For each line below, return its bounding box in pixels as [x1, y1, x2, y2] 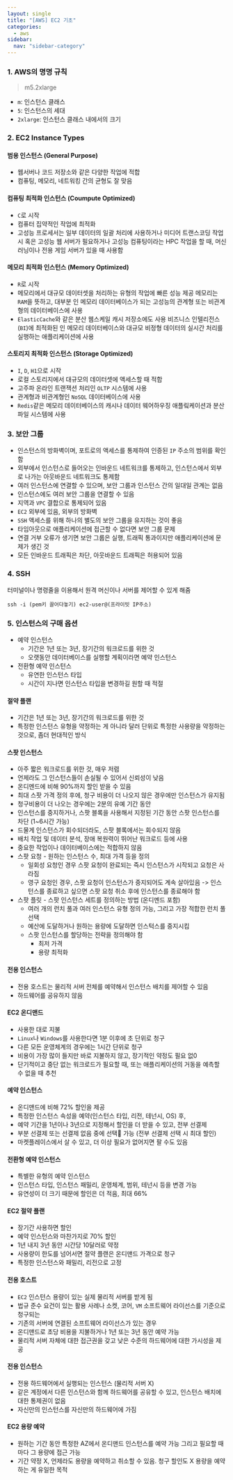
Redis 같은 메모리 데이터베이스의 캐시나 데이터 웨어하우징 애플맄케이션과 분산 [17, 401, 225, 410]
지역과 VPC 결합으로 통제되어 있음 [17, 498, 107, 507]
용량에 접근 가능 [38, 1448, 81, 1456]
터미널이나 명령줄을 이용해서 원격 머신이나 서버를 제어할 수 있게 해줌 [7, 586, 191, 594]
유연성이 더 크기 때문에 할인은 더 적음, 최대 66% [17, 1190, 148, 1198]
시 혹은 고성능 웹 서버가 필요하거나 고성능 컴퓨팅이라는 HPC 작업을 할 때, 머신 [17, 237, 227, 245]
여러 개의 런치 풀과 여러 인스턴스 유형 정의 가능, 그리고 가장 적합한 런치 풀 [27, 905, 226, 913]
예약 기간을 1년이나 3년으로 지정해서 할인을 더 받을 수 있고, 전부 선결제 [17, 1120, 207, 1128]
